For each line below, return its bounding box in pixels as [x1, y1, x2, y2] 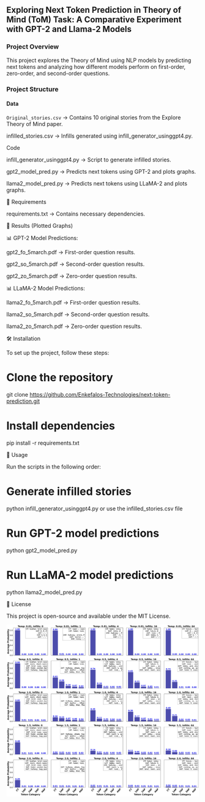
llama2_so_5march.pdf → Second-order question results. [6, 310, 150, 318]
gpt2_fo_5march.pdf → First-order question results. [6, 248, 136, 255]
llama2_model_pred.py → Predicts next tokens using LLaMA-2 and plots [6, 179, 188, 187]
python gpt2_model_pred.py [6, 547, 78, 554]
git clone [6, 391, 29, 398]
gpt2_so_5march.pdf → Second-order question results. [6, 260, 145, 268]
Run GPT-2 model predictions [6, 526, 160, 540]
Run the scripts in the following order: [6, 463, 101, 470]
